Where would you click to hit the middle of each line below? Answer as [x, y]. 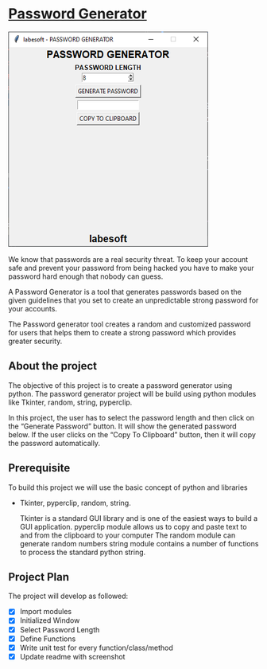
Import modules [46, 612]
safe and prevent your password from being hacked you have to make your [131, 268]
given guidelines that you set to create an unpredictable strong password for [133, 300]
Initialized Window [50, 620]
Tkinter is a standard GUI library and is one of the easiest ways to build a [139, 518]
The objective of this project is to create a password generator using [120, 385]
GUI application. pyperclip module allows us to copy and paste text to [133, 526]
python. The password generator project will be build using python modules [132, 393]
